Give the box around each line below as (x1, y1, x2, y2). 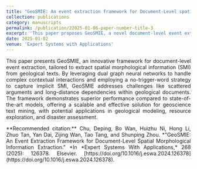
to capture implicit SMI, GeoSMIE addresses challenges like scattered (6, 82, 191, 89)
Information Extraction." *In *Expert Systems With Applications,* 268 (6, 143, 191, 150)
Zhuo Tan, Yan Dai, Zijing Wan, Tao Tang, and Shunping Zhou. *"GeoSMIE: (6, 131, 191, 138)
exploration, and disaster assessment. (6, 113, 98, 120)
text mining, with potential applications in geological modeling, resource (6, 107, 191, 114)
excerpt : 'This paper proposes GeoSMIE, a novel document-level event (6, 31, 182, 36)
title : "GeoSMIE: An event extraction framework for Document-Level (6, 8, 177, 15)
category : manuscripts (6, 19, 62, 25)
